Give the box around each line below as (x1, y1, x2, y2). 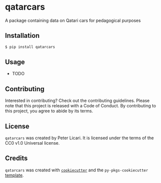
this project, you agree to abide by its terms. (5, 108, 93, 114)
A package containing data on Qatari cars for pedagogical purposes (5, 17, 141, 23)
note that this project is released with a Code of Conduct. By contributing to (5, 103, 156, 109)
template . (5, 172, 24, 178)
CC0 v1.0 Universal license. (5, 140, 60, 146)
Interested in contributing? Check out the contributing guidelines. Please (5, 98, 150, 103)
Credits (5, 154, 28, 163)
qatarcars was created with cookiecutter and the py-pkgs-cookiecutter (5, 167, 148, 173)
